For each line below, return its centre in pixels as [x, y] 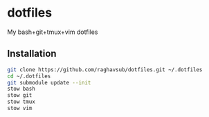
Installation [32, 54]
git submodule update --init [49, 82]
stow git [20, 96]
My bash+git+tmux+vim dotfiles [53, 32]
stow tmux [21, 102]
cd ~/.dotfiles [29, 76]
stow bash [21, 89]
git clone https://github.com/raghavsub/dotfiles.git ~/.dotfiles [105, 70]
